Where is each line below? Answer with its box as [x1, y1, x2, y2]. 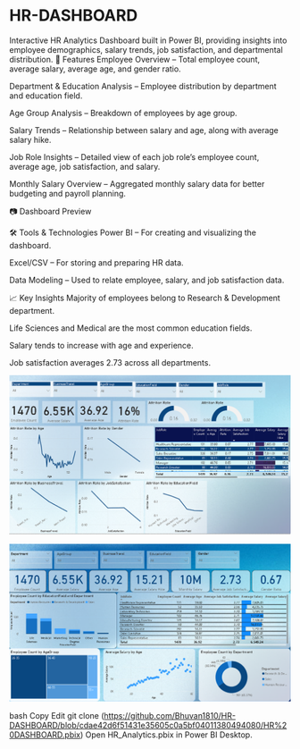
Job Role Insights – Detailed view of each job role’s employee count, [9, 151, 260, 162]
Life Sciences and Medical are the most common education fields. [9, 323, 253, 333]
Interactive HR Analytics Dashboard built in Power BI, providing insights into [9, 35, 287, 46]
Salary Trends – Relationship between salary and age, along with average [9, 124, 279, 135]
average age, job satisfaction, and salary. [9, 161, 161, 172]
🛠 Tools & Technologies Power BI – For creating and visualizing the [9, 227, 257, 238]
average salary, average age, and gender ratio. [9, 63, 181, 74]
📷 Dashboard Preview [9, 206, 92, 216]
